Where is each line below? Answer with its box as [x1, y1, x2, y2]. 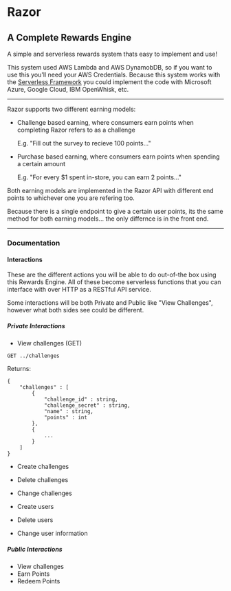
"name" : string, [43, 408, 94, 415]
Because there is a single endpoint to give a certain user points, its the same [7, 208, 223, 215]
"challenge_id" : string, [43, 396, 118, 403]
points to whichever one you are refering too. [7, 194, 135, 202]
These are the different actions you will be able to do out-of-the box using [7, 270, 217, 279]
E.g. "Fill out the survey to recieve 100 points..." [16, 139, 151, 147]
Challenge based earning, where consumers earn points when [16, 119, 194, 126]
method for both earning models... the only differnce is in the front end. [7, 214, 209, 223]
